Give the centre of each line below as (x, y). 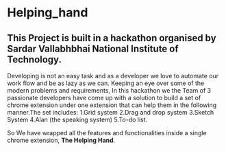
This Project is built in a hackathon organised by (112, 38)
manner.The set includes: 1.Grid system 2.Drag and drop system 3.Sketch (111, 112)
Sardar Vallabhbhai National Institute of (93, 48)
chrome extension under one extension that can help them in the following (112, 105)
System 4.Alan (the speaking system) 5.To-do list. (77, 119)
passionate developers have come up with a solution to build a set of (104, 98)
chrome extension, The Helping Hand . (61, 140)
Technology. (34, 59)
